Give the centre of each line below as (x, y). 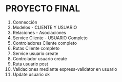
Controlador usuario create (40, 58)
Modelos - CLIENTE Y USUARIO (45, 27)
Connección (25, 22)
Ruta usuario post (30, 64)
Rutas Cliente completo (36, 48)
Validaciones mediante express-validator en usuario (65, 69)
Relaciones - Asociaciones (39, 32)
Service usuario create (35, 53)
